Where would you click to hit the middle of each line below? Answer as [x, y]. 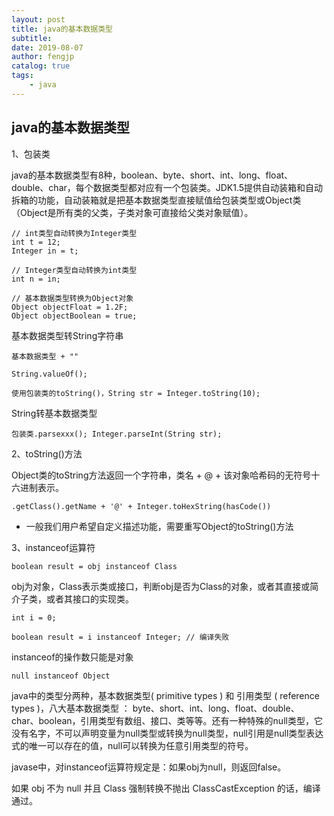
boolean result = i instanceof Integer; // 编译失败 [120, 637]
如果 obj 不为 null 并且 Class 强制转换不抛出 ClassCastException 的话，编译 [166, 788]
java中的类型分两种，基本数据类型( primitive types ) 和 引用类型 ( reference [165, 695]
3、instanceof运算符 [53, 547]
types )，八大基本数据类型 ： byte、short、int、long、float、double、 [155, 708]
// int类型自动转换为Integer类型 [74, 233]
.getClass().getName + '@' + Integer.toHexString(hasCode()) [141, 506]
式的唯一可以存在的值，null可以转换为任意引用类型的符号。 [132, 745]
